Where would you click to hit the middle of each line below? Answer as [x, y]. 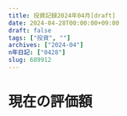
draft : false [30, 30]
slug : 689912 [30, 60]
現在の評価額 [51, 102]
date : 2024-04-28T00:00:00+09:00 [64, 23]
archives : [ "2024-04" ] [46, 45]
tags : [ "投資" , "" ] [40, 38]
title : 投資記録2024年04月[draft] [62, 15]
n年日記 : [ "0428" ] [37, 52]
